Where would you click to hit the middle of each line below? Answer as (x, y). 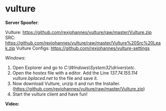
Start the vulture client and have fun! (50, 94)
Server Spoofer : (22, 22)
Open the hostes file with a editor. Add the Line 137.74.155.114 (75, 72)
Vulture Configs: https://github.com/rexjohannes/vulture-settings (83, 48)
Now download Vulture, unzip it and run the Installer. (66, 83)
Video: (12, 103)
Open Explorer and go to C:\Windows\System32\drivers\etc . (74, 67)
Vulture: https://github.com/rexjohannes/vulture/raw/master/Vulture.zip (79, 32)
